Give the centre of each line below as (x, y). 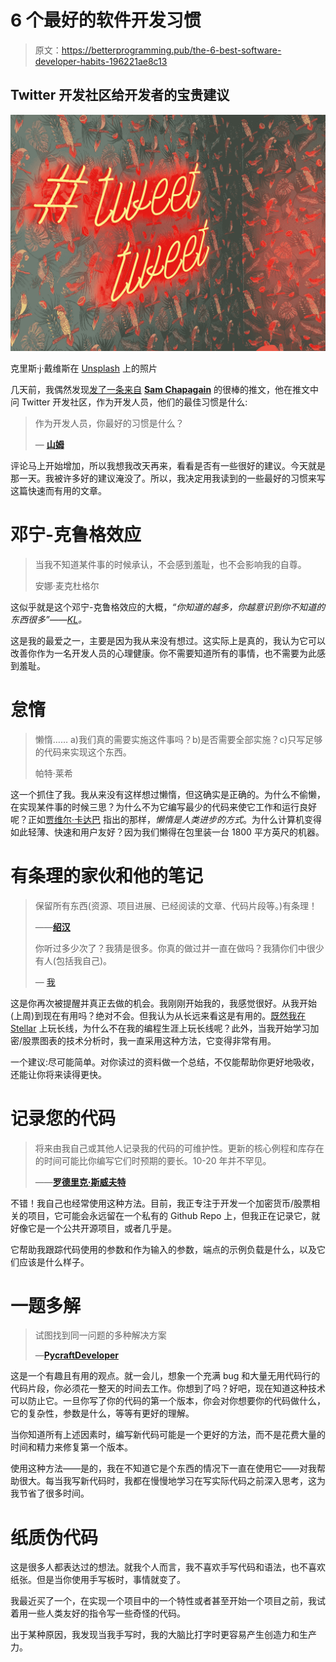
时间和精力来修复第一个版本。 (71, 1447)
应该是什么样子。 (54, 1262)
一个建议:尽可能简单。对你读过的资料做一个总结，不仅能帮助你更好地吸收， (165, 1062)
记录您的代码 (63, 1118)
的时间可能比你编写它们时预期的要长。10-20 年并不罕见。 (153, 1160)
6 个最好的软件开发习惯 (106, 20)
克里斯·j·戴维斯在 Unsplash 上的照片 (84, 368)
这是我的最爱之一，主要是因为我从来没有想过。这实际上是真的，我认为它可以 (168, 640)
